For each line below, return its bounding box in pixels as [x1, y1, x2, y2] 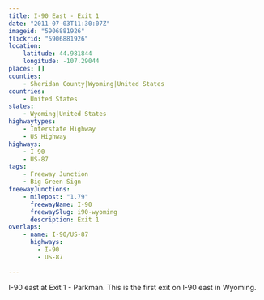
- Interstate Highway [23, 125, 96, 133]
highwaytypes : [8, 118, 57, 126]
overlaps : [8, 223, 42, 231]
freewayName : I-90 [29, 200, 92, 208]
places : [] [8, 65, 45, 73]
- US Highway [23, 132, 67, 140]
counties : [8, 72, 42, 80]
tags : [8, 163, 27, 171]
